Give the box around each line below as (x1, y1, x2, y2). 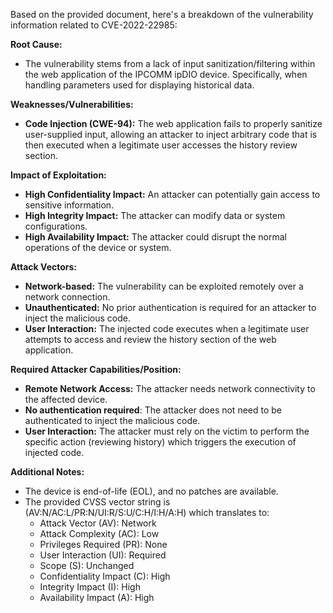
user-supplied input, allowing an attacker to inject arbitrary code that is (24, 129, 318, 140)
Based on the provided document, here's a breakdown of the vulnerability (10, 9, 314, 20)
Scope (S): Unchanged (39, 560, 135, 571)
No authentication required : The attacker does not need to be (24, 404, 283, 416)
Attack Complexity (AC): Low (39, 528, 160, 539)
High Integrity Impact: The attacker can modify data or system (24, 210, 286, 221)
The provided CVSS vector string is (24, 496, 171, 508)
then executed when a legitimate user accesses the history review (24, 139, 298, 151)
